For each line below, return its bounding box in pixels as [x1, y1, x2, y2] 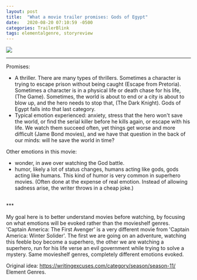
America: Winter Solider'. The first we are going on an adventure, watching [6, 232, 186, 239]
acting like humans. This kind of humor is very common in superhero [14, 172, 181, 179]
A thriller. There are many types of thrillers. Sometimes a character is [14, 75, 181, 82]
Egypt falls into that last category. [14, 106, 96, 113]
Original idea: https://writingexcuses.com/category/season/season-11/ [6, 262, 176, 269]
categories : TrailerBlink [6, 25, 69, 31]
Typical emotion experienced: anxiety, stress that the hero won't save [14, 112, 183, 119]
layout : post [6, 8, 38, 15]
